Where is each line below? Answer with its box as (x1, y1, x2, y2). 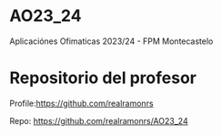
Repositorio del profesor (9, 67, 197, 88)
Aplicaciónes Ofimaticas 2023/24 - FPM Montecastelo (9, 36, 214, 47)
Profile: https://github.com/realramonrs (9, 98, 154, 109)
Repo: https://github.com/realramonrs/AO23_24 (9, 115, 188, 126)
